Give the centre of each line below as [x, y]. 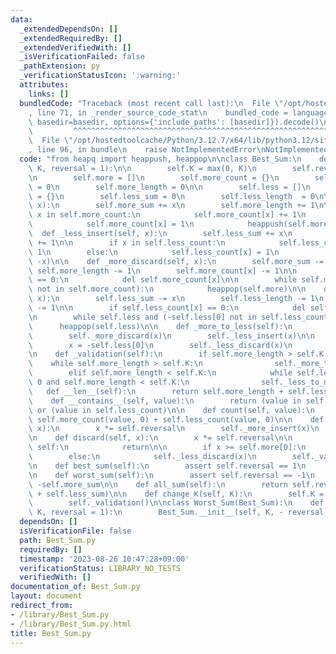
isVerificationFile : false [75, 531]
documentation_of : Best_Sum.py [75, 587]
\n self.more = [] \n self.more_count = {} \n [154, 177]
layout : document [46, 596]
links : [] [49, 94]
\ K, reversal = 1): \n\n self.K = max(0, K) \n [142, 168]
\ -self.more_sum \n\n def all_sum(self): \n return [158, 484]
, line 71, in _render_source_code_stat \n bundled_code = [158, 112]
